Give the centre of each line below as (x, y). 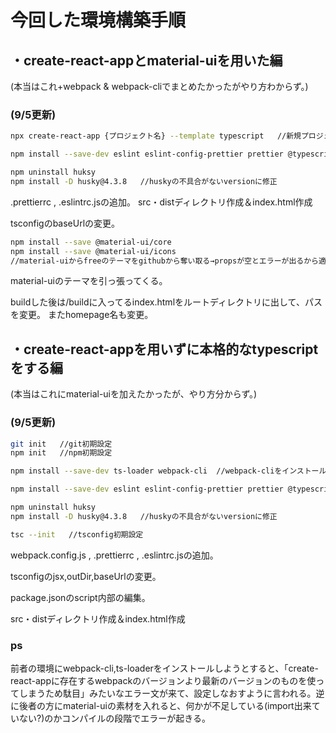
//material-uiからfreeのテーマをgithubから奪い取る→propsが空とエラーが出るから (164, 261)
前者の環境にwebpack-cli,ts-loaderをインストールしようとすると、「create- (164, 668)
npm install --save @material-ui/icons (93, 251)
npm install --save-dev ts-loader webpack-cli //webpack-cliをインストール (168, 471)
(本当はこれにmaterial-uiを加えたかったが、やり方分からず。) (134, 394)
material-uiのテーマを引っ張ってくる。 (89, 281)
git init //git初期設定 (61, 444)
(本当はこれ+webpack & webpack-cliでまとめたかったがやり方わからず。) (159, 86)
